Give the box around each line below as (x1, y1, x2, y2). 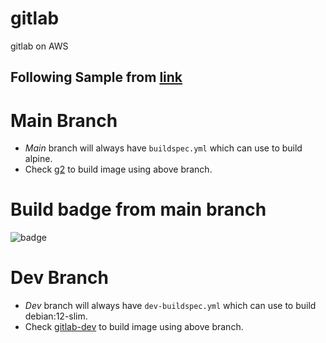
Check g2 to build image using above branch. (24, 163, 213, 176)
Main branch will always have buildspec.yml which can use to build (24, 142, 303, 154)
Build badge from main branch (10, 198, 267, 221)
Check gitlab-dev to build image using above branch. (24, 321, 244, 333)
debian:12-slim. (24, 310, 88, 322)
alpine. (24, 153, 53, 165)
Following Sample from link (10, 69, 183, 86)
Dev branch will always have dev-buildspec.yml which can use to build (24, 300, 317, 312)
